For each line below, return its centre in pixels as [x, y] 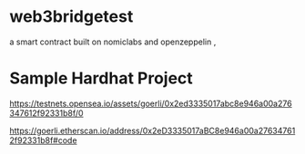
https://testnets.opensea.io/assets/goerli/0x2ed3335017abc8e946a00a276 [151, 103]
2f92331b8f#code [43, 140]
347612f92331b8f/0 [46, 113]
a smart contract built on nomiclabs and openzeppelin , [113, 42]
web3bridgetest [71, 17]
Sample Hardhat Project [101, 78]
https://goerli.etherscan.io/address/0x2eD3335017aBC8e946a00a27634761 [152, 130]
